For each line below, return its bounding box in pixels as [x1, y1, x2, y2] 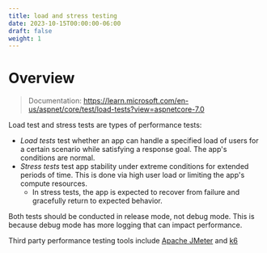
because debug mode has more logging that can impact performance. [8, 220, 243, 230]
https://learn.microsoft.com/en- [83, 96, 189, 106]
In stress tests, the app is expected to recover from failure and [32, 188, 240, 197]
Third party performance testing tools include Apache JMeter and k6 [8, 236, 239, 246]
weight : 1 [8, 34, 42, 43]
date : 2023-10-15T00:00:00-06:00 [8, 19, 121, 27]
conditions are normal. [19, 153, 95, 162]
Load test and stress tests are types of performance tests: [8, 120, 202, 130]
